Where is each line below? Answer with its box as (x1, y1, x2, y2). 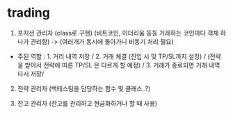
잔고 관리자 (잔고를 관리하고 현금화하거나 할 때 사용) (17, 99, 158, 107)
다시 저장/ (17, 70, 45, 78)
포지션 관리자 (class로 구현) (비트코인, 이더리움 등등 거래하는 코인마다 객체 (17, 28, 219, 37)
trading (7, 5, 50, 21)
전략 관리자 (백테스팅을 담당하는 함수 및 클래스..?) (17, 84, 151, 92)
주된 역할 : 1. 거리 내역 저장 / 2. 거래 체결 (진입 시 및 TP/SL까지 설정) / (17, 52, 207, 60)
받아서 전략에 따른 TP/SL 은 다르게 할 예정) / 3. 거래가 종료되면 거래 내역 (24, 60, 220, 69)
